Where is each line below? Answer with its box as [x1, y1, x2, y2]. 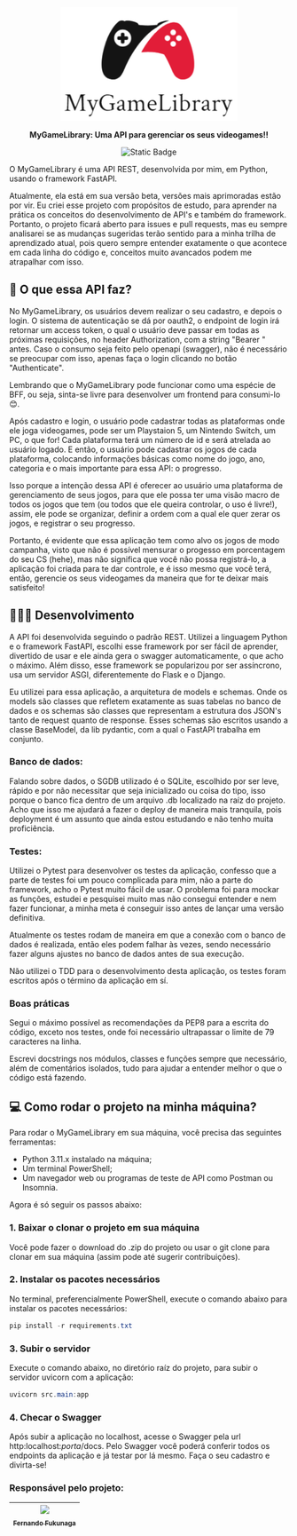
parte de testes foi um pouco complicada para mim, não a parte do [9, 875, 254, 885]
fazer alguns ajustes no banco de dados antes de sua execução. [9, 948, 245, 960]
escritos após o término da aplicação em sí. [9, 975, 168, 986]
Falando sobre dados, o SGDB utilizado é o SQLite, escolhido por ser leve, [9, 775, 279, 787]
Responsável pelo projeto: [9, 1482, 124, 1494]
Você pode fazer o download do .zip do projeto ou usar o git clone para [9, 1241, 270, 1253]
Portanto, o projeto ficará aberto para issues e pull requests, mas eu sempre [9, 218, 288, 229]
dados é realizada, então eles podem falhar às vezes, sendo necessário [9, 939, 271, 950]
